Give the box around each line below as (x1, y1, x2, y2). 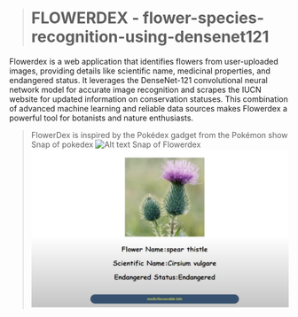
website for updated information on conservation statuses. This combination (9, 93, 288, 104)
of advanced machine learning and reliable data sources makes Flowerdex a (9, 103, 288, 113)
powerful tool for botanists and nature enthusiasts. (9, 112, 193, 123)
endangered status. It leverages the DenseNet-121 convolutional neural (9, 74, 268, 85)
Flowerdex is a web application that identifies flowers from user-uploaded (9, 56, 279, 66)
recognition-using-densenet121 (30, 27, 270, 47)
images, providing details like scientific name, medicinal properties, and (9, 66, 271, 76)
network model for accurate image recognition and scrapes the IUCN (9, 84, 262, 95)
